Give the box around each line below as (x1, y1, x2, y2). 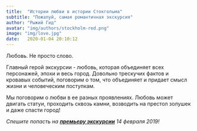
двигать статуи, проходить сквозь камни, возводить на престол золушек (6, 100, 191, 107)
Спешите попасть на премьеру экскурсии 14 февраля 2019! (6, 118, 160, 125)
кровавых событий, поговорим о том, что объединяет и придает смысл (6, 76, 188, 83)
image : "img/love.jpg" (6, 31, 62, 37)
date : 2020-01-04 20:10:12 (6, 36, 78, 42)
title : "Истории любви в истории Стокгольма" (6, 8, 123, 15)
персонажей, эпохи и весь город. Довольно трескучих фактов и (6, 70, 169, 77)
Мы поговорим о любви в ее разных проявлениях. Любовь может (6, 94, 173, 101)
